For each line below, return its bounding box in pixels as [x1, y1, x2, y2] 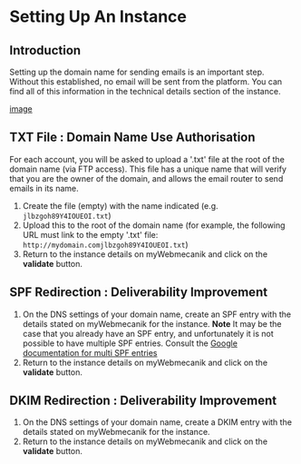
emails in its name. [9, 183, 79, 193]
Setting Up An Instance [9, 6, 188, 27]
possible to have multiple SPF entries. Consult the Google [22, 338, 238, 349]
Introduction [9, 43, 82, 58]
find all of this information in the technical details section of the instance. [9, 86, 281, 96]
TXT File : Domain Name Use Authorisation [9, 130, 256, 145]
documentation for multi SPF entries [22, 347, 158, 358]
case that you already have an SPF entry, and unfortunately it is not [22, 328, 274, 339]
